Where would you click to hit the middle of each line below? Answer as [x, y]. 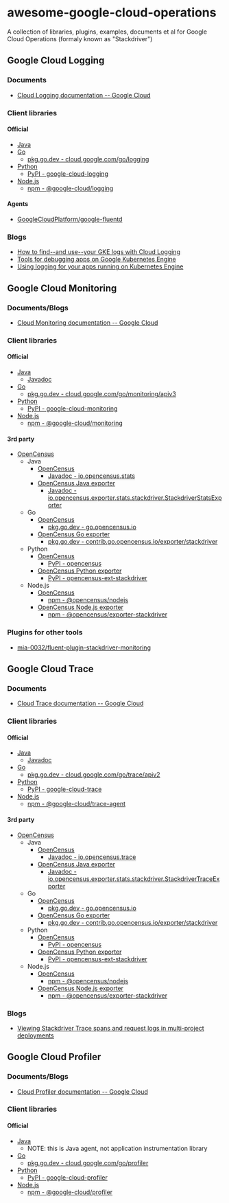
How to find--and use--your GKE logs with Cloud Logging [98, 252]
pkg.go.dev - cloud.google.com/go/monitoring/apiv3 [101, 394]
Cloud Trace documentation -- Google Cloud [80, 703]
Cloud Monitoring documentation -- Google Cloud [87, 322]
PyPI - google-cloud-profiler [67, 1177]
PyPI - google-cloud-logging [68, 174]
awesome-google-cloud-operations [112, 13]
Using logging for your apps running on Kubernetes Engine [100, 266]
